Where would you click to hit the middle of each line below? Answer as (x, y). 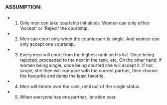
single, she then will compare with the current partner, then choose (89, 71)
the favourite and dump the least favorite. (62, 76)
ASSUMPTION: (24, 7)
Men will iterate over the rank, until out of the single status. (80, 87)
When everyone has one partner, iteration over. (68, 97)
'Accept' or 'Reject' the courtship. (54, 28)
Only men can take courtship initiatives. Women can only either (84, 23)
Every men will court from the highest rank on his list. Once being (87, 55)
